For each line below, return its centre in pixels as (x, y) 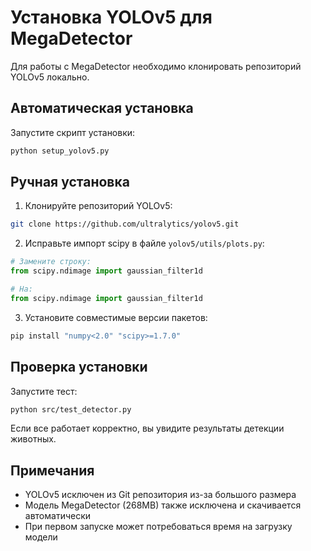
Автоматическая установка (102, 108)
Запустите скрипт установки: (73, 132)
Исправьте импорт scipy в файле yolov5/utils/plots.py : (144, 243)
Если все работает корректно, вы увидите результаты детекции (147, 428)
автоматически (58, 516)
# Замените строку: (51, 262)
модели (41, 537)
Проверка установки (79, 367)
